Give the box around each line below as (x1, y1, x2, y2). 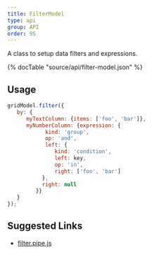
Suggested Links (7, 220, 83, 232)
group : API (7, 23, 39, 30)
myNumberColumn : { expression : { (25, 121, 121, 129)
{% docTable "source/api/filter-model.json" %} (7, 63, 143, 71)
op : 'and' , (44, 135, 77, 142)
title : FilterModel (7, 10, 65, 18)
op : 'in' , (54, 161, 83, 168)
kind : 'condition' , (54, 148, 112, 155)
